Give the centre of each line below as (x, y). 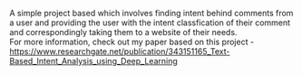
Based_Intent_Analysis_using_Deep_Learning (94, 61)
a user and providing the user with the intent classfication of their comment (150, 23)
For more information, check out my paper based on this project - (132, 42)
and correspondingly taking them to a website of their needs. (123, 32)
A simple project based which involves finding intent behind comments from (151, 13)
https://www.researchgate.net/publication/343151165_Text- (120, 52)
